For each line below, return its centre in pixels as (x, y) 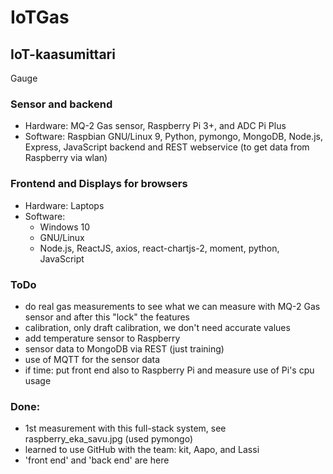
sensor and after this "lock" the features (107, 317)
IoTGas (40, 17)
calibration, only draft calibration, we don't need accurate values (157, 327)
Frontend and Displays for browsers (99, 184)
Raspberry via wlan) (66, 158)
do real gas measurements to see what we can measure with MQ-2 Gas (172, 306)
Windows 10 (65, 227)
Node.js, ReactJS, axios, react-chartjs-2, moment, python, (159, 248)
